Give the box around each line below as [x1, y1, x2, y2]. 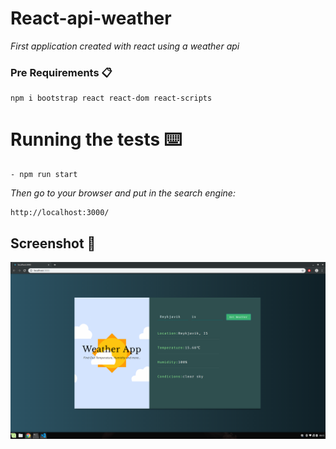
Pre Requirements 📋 [10, 65, 113, 79]
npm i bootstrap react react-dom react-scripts [10, 93, 213, 104]
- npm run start [10, 170, 78, 180]
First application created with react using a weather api [10, 40, 240, 52]
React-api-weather [10, 7, 172, 30]
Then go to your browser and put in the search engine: [10, 187, 236, 199]
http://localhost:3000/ [10, 208, 110, 218]
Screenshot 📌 [10, 235, 97, 252]
